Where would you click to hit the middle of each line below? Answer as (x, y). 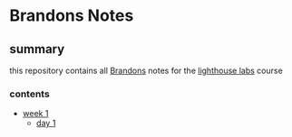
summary (37, 49)
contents (29, 94)
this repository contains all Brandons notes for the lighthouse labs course (146, 70)
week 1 (35, 114)
